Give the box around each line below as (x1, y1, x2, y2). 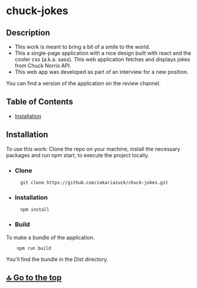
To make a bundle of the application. (6, 234, 95, 241)
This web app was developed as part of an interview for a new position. (14, 68, 189, 75)
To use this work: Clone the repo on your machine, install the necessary (6, 145, 180, 152)
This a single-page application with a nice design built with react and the (14, 50, 192, 57)
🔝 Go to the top (6, 273, 62, 283)
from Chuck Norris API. (14, 62, 71, 69)
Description (6, 28, 50, 38)
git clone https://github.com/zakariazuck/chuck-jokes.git (20, 179, 169, 185)
